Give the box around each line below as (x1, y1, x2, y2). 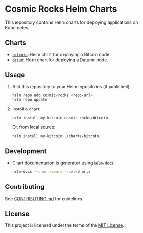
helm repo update (12, 97, 48, 102)
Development (5, 147, 47, 155)
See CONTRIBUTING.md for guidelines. (5, 195, 84, 202)
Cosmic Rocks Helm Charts (5, 3, 117, 15)
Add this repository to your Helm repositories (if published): (12, 83, 131, 89)
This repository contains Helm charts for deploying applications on (5, 19, 138, 25)
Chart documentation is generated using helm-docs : (12, 160, 115, 166)
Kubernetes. (5, 24, 30, 30)
